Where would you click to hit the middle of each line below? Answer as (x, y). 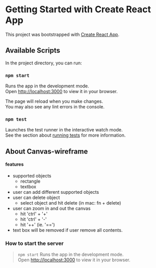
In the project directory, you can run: (44, 63)
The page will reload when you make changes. (54, 101)
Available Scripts (33, 50)
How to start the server (34, 243)
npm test (16, 119)
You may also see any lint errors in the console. (55, 107)
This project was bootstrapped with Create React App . (62, 34)
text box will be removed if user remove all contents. (68, 230)
